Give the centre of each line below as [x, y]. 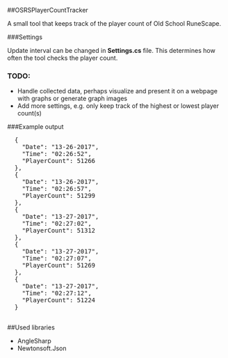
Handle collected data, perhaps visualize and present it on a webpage [117, 91]
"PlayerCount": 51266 [59, 161]
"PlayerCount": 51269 [59, 265]
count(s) [29, 114]
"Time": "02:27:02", [57, 224]
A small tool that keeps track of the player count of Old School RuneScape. [114, 23]
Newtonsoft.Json [42, 348]
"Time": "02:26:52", [57, 154]
